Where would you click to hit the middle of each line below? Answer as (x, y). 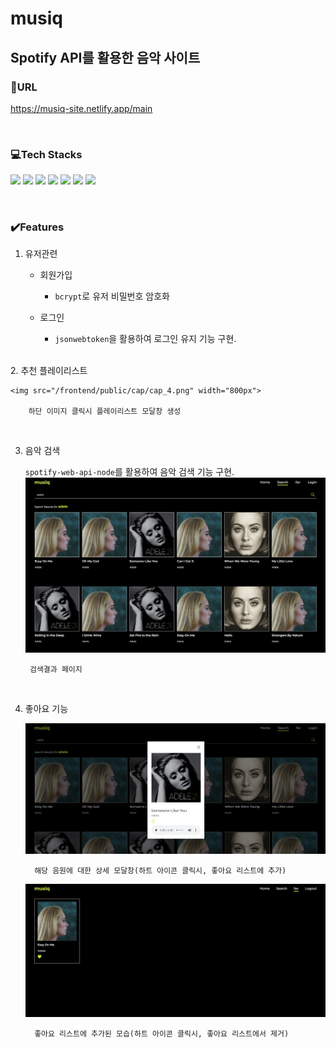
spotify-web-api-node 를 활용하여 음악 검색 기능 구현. (129, 472)
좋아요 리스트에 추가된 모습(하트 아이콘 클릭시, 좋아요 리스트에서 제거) (162, 1034)
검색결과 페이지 (56, 670)
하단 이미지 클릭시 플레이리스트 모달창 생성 (105, 412)
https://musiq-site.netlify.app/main (81, 108)
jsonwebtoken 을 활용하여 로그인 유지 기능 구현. (145, 339)
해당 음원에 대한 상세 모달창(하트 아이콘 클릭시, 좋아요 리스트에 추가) (160, 871)
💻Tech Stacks (46, 154)
